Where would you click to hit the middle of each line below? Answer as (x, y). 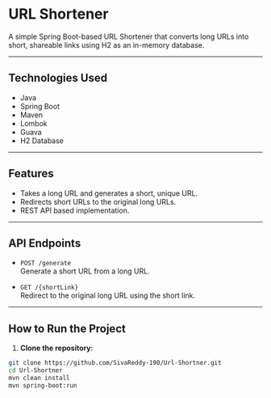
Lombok (34, 123)
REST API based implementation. (75, 210)
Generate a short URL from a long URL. (85, 271)
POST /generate (46, 264)
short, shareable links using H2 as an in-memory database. (106, 44)
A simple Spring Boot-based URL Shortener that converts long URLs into (129, 36)
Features (31, 174)
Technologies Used (58, 78)
